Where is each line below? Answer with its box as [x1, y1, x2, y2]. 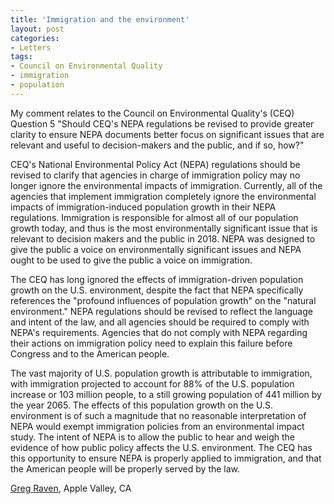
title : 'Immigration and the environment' [10, 14, 190, 25]
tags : [10, 52, 33, 62]
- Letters [10, 42, 52, 53]
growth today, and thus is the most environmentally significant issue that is [10, 222, 318, 234]
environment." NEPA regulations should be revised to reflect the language [10, 305, 313, 317]
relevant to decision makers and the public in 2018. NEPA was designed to [10, 232, 316, 245]
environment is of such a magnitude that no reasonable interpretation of [10, 409, 307, 421]
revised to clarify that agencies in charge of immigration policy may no [10, 169, 301, 181]
